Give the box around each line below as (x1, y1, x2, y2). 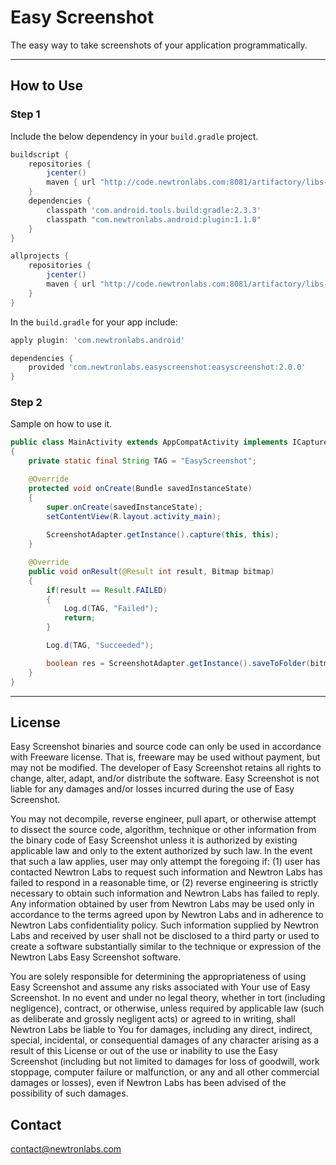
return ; (63, 613, 97, 623)
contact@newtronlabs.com (10, 1143, 122, 1155)
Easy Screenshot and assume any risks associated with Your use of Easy (10, 981, 311, 993)
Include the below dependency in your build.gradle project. (10, 130, 259, 142)
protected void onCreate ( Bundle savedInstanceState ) (28, 483, 253, 493)
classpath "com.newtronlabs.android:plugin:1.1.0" (46, 214, 262, 225)
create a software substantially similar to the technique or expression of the (10, 941, 322, 953)
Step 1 (10, 107, 41, 121)
